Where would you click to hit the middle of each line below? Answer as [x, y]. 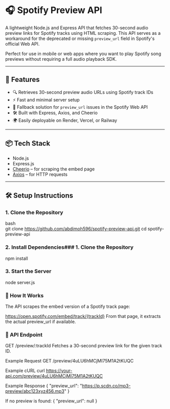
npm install [17, 258]
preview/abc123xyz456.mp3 [35, 391]
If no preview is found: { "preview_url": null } [51, 401]
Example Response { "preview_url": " [44, 386]
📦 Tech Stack [28, 143]
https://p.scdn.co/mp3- [106, 386]
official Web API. [23, 43]
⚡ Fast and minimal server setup [46, 100]
